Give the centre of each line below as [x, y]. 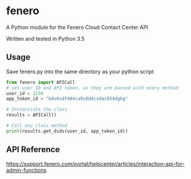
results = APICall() [32, 115]
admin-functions [26, 170]
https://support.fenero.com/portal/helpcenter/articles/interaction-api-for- [96, 164]
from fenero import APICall [41, 82]
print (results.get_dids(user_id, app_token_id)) [67, 131]
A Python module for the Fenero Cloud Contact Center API [77, 27]
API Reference [33, 150]
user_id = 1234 [25, 93]
